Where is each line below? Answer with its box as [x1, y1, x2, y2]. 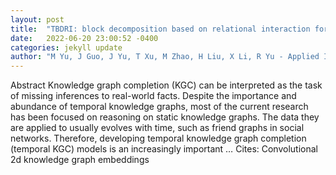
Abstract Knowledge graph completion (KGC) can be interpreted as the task [10, 79, 323, 91]
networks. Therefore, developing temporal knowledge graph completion [10, 132, 307, 145]
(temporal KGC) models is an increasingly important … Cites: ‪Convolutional [10, 143, 318, 155]
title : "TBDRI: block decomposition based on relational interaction [10, 24, 311, 34]
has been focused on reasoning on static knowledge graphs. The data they [10, 111, 320, 123]
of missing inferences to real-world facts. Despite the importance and [10, 90, 297, 102]
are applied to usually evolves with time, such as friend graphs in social [10, 122, 305, 134]
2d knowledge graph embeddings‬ [10, 154, 150, 166]
